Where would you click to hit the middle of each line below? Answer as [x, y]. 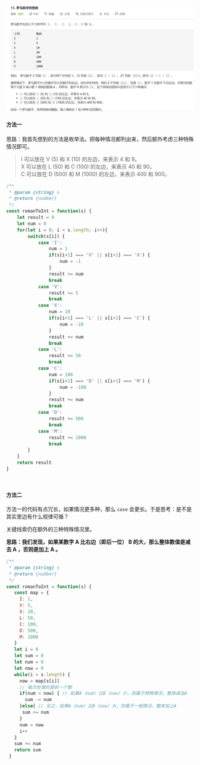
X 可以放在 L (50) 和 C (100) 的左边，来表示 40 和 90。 [88, 166]
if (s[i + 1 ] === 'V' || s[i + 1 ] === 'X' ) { [99, 255]
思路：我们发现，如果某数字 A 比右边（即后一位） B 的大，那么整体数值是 [96, 542]
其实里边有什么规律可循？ [37, 517]
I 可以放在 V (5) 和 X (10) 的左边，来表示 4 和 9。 [80, 159]
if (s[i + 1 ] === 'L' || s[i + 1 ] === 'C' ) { [99, 318]
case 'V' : [50, 287]
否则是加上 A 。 [42, 549]
